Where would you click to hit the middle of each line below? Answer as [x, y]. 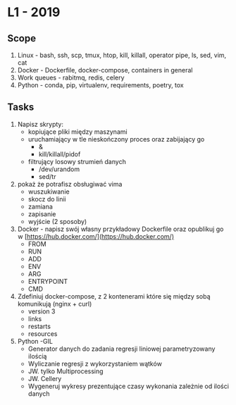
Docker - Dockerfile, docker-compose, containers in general [105, 70]
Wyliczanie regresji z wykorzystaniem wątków [95, 363]
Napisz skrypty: [40, 124]
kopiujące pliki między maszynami [78, 132]
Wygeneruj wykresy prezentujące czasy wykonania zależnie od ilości [128, 386]
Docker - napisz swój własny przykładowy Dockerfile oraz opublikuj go [120, 229]
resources [43, 334]
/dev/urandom [59, 169]
